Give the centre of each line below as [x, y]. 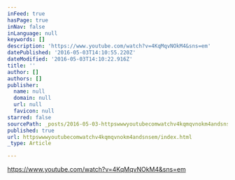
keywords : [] [26, 40]
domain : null [33, 98]
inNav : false [26, 27]
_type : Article [29, 144]
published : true [31, 130]
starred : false [29, 117]
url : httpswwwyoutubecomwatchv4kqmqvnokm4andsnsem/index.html [100, 137]
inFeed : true [26, 14]
